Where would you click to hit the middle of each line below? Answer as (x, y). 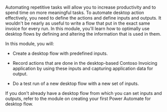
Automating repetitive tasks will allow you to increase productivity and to (81, 7)
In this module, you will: (30, 44)
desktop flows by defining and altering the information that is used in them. (83, 34)
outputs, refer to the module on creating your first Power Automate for (78, 98)
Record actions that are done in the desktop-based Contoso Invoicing (85, 63)
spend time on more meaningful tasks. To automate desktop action (75, 13)
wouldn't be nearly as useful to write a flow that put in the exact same (78, 23)
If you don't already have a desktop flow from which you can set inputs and (84, 93)
